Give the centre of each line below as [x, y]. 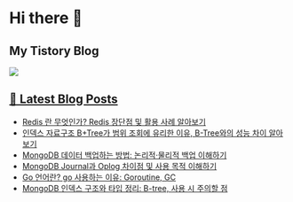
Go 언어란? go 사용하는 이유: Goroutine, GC [99, 177]
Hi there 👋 [46, 18]
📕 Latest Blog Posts [63, 100]
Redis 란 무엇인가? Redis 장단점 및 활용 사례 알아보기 [114, 121]
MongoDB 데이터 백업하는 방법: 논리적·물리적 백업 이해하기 [124, 155]
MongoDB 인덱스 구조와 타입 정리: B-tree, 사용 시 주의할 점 [125, 188]
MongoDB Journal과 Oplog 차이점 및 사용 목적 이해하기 [119, 166]
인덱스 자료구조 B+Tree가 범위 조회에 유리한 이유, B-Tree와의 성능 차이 [144, 133]
